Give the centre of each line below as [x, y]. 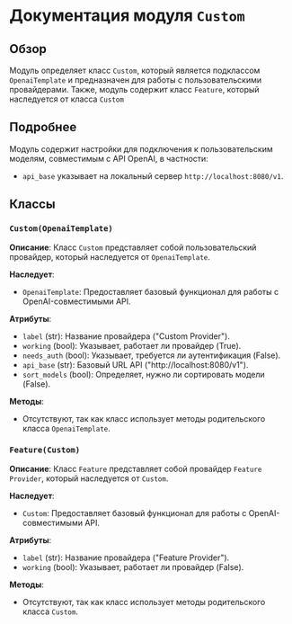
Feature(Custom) [45, 450]
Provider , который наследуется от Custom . [89, 478]
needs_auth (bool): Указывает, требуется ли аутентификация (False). [151, 355]
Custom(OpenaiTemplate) [62, 229]
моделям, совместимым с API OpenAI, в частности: [109, 158]
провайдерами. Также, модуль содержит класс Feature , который [134, 89]
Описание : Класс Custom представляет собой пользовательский [133, 247]
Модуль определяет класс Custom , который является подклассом [135, 70]
